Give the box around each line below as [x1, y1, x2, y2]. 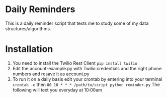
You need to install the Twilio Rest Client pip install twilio [12, 60, 137, 66]
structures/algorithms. [5, 25, 51, 31]
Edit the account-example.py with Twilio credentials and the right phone [12, 65, 162, 71]
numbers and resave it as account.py [12, 71, 90, 77]
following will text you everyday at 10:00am [12, 87, 102, 93]
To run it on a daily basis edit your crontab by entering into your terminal [12, 76, 162, 82]
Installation [5, 43, 53, 55]
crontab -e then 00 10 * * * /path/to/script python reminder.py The [12, 81, 160, 87]
